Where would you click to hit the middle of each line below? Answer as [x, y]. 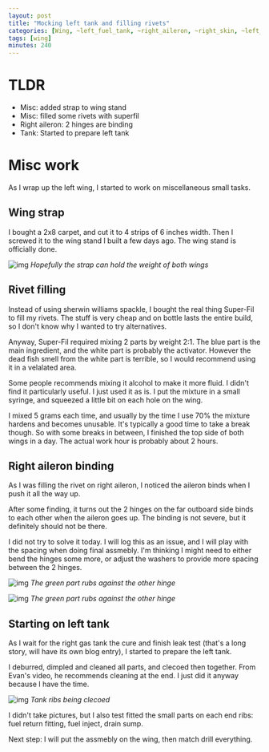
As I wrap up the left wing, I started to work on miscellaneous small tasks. [129, 188]
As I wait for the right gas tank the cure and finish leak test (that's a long [127, 643]
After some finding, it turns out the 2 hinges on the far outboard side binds [131, 509]
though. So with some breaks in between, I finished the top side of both [126, 432]
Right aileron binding [61, 466]
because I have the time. [49, 684]
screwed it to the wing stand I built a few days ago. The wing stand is [122, 241]
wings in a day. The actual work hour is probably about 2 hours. [113, 441]
